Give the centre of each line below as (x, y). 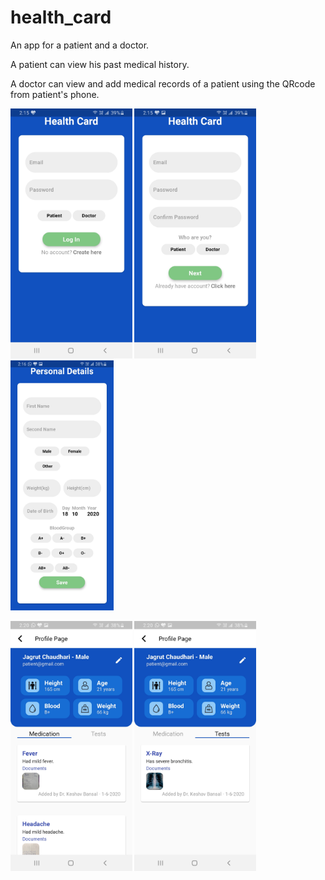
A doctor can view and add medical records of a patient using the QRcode (163, 83)
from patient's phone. (55, 94)
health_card (61, 17)
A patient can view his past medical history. (100, 64)
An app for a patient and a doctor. (80, 45)
